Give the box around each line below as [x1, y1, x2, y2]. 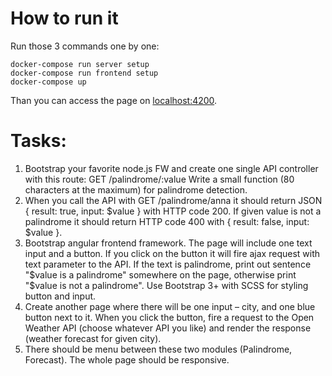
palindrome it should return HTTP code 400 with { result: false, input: [24, 215, 310, 227]
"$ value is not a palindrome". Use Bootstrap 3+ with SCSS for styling [24, 279, 309, 291]
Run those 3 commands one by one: [10, 40, 160, 52]
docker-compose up [10, 77, 87, 87]
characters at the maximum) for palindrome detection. [24, 183, 248, 196]
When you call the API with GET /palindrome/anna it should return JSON [24, 194, 323, 206]
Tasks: [10, 130, 67, 152]
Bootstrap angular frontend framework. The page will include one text [24, 237, 313, 249]
